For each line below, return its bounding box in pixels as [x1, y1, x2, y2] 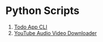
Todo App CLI [13, 23, 47, 30]
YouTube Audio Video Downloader [13, 29, 97, 36]
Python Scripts [5, 4, 80, 17]
